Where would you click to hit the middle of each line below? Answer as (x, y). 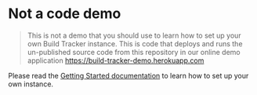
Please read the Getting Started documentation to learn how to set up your (128, 75)
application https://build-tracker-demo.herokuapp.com (116, 60)
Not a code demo (65, 14)
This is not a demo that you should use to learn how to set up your (134, 35)
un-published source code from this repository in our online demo (134, 52)
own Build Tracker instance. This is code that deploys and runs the (135, 43)
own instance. (31, 84)
